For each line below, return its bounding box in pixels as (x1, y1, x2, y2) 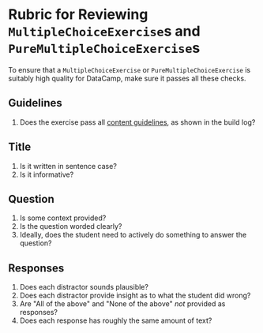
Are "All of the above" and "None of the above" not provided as (19, 299, 226, 309)
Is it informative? (19, 170, 74, 179)
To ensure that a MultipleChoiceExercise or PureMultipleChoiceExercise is (8, 65, 251, 74)
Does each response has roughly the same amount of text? (19, 316, 212, 325)
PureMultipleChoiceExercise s (8, 39, 201, 57)
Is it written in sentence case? (19, 161, 117, 170)
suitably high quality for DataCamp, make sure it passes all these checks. (8, 73, 246, 83)
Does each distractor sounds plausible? (19, 282, 148, 292)
